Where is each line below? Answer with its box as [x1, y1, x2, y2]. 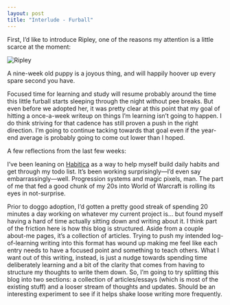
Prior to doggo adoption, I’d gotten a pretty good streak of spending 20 [7, 202, 208, 210]
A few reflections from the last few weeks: [7, 147, 127, 155]
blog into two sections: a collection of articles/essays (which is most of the [7, 275, 218, 283]
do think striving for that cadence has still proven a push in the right [7, 119, 198, 127]
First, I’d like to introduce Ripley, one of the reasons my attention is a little [7, 35, 214, 43]
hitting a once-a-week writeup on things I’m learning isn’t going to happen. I [7, 111, 222, 120]
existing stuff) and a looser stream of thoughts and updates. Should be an [7, 282, 216, 291]
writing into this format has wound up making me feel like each [40, 239, 218, 247]
